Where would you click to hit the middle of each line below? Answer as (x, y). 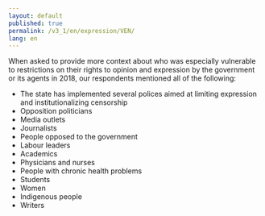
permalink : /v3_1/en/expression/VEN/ (72, 31)
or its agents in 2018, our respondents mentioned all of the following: (122, 78)
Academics (39, 154)
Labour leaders (45, 145)
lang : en (23, 38)
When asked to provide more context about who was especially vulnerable (132, 61)
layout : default (35, 16)
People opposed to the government (79, 137)
